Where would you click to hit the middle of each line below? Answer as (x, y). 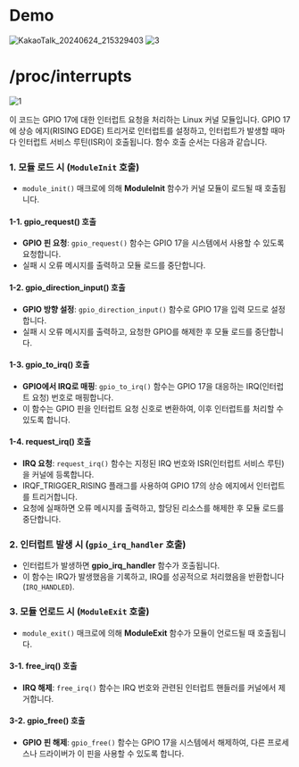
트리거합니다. (54, 496)
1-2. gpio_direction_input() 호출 (67, 288)
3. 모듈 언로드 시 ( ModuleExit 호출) (79, 612)
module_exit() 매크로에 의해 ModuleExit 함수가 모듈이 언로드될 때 (139, 633)
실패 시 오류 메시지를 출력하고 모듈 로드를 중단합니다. (114, 265)
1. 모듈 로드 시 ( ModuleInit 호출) (75, 167)
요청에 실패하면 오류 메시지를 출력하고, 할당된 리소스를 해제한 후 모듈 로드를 (153, 508)
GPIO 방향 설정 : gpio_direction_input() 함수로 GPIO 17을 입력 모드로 (145, 309)
